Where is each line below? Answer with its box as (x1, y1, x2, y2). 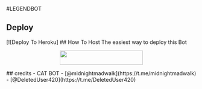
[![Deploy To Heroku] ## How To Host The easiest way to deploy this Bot (6, 38, 187, 46)
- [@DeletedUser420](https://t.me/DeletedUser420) (6, 76, 136, 84)
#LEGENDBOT (6, 5, 42, 12)
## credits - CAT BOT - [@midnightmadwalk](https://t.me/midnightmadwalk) (6, 70, 197, 77)
